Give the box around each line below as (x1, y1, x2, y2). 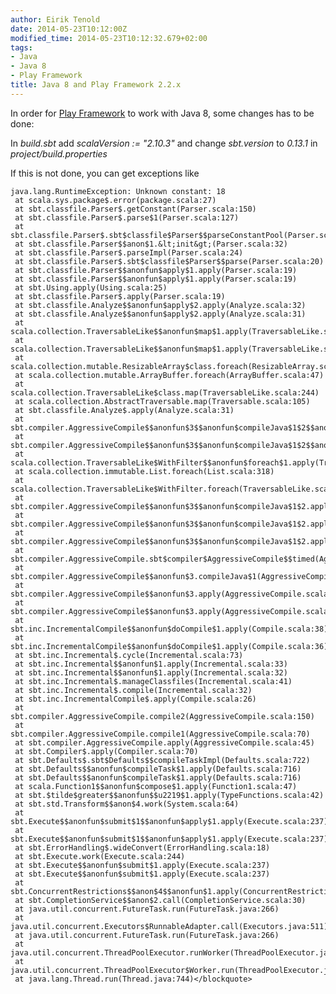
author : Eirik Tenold (10, 14, 101, 25)
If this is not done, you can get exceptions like (10, 167, 200, 179)
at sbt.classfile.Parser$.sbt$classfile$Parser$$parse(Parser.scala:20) (14, 256, 325, 266)
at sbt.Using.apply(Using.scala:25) (14, 282, 168, 293)
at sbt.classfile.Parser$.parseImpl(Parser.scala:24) (14, 247, 244, 258)
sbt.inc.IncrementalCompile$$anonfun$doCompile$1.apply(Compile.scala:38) (10, 624, 329, 634)
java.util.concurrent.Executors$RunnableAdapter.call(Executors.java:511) (10, 921, 329, 931)
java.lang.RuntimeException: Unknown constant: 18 (10, 186, 226, 196)
